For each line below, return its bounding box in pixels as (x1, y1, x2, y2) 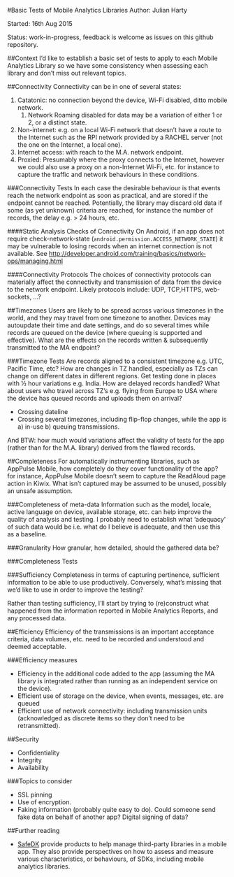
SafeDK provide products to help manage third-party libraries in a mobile (17, 840, 227, 848)
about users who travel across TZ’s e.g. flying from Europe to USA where (7, 387, 218, 394)
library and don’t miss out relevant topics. (7, 69, 127, 77)
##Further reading (7, 827, 60, 834)
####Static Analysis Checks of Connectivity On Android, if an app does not (7, 227, 225, 235)
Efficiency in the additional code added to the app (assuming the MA (17, 669, 215, 678)
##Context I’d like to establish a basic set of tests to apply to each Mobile (7, 54, 218, 62)
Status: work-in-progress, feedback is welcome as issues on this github (7, 33, 214, 41)
